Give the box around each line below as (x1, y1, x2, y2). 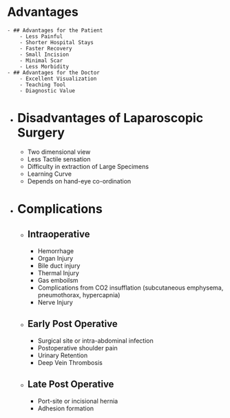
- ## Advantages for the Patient (7, 27, 103, 34)
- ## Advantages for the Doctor (7, 69, 100, 76)
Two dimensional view (27, 148, 91, 156)
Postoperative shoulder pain (37, 344, 118, 352)
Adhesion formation (37, 404, 94, 412)
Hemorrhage (37, 246, 74, 255)
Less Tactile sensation (27, 155, 91, 163)
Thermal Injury (37, 268, 79, 277)
